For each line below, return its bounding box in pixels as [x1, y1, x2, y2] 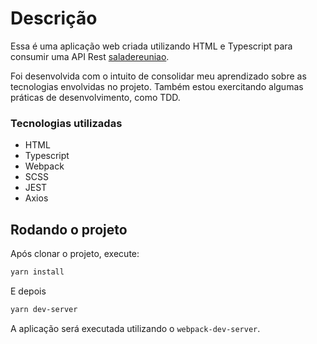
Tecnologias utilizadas [10, 116, 123, 130]
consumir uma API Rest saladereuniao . [10, 50, 170, 62]
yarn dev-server [10, 304, 78, 314]
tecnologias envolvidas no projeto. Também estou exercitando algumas [10, 80, 304, 92]
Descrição [10, 7, 98, 30]
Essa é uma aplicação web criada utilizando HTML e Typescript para [10, 40, 293, 52]
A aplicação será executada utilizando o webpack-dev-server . [10, 322, 261, 334]
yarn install [10, 267, 65, 277]
